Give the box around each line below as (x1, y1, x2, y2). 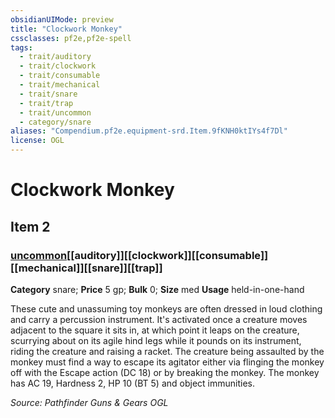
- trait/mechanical (19, 80, 101, 90)
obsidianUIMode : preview (10, 14, 114, 25)
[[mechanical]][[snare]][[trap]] (10, 261, 163, 275)
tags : (10, 42, 33, 53)
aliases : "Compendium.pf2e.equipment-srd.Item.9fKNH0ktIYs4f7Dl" (10, 126, 288, 136)
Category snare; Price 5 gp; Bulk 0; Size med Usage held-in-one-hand (10, 283, 305, 295)
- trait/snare (19, 89, 78, 99)
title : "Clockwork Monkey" (10, 24, 123, 34)
